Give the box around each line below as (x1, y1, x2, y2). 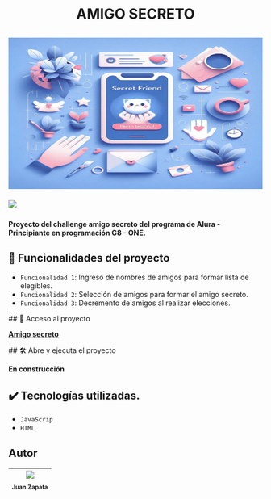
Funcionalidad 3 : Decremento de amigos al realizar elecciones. (19, 298, 231, 308)
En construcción (8, 364, 65, 374)
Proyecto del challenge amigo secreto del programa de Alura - (8, 219, 221, 229)
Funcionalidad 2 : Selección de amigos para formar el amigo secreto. (19, 290, 248, 300)
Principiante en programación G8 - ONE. (8, 228, 147, 237)
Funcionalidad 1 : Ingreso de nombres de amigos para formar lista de (19, 272, 249, 283)
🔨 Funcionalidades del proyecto (8, 251, 170, 265)
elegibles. (19, 281, 53, 291)
